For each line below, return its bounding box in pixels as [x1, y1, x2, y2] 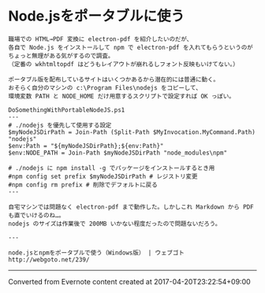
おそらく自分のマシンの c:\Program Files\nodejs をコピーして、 [8, 83, 203, 91]
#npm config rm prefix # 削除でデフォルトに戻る [8, 180, 158, 189]
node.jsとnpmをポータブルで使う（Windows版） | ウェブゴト [8, 249, 185, 257]
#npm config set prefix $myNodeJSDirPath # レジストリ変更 [8, 172, 198, 180]
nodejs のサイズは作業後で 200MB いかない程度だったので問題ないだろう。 [8, 220, 222, 228]
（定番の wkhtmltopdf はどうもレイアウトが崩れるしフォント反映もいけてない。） [8, 60, 239, 68]
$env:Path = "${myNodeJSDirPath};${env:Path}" [8, 142, 164, 150]
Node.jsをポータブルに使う [8, 7, 185, 25]
